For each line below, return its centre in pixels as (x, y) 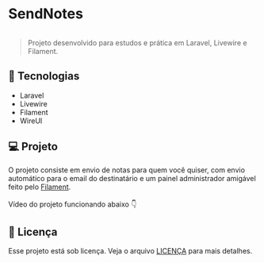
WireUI (31, 121)
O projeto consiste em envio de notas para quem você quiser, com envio (127, 170)
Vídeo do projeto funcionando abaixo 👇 (73, 204)
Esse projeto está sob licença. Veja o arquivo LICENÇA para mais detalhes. (130, 251)
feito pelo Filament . (40, 187)
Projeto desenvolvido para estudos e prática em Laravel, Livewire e (137, 43)
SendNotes (46, 14)
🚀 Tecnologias (44, 76)
